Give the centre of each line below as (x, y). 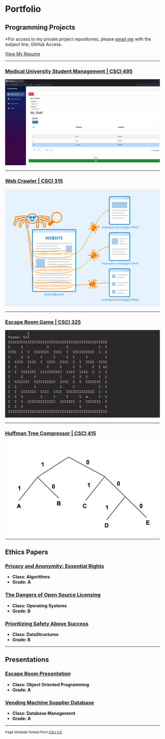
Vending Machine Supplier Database (50, 703)
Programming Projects (40, 27)
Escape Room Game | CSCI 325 (43, 322)
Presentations (27, 660)
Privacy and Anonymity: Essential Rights (55, 566)
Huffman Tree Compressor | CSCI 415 (51, 433)
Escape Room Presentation (38, 674)
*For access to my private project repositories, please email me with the (78, 39)
